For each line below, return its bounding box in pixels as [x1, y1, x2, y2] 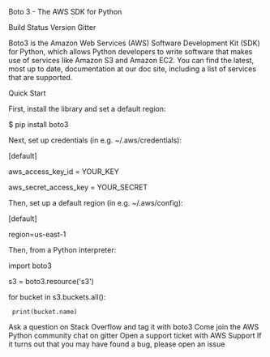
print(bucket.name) [11, 308, 79, 316]
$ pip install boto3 [8, 120, 69, 129]
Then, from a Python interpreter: [8, 245, 117, 254]
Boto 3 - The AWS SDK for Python [8, 7, 122, 16]
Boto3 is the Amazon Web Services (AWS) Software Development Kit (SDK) [8, 38, 261, 48]
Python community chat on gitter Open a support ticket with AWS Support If [8, 331, 262, 340]
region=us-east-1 [8, 230, 66, 239]
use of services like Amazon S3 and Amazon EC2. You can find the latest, [8, 56, 254, 65]
